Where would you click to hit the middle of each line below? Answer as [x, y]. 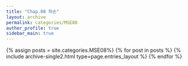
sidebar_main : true [30, 34]
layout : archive [26, 17]
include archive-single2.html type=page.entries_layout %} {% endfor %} [94, 57]
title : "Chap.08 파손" [33, 11]
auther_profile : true [33, 28]
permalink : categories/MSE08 [42, 22]
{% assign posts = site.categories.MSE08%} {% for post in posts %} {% [94, 50]
